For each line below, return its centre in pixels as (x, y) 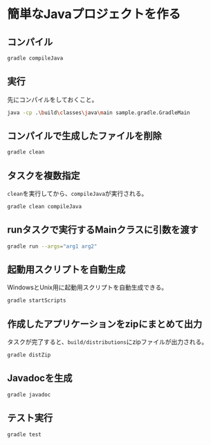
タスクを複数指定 (44, 175)
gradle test (24, 434)
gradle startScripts (37, 301)
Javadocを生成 (40, 378)
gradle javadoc (29, 394)
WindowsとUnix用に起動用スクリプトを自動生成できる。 (88, 287)
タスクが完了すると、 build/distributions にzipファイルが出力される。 (108, 342)
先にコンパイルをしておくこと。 (53, 99)
